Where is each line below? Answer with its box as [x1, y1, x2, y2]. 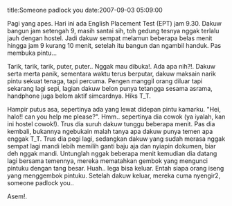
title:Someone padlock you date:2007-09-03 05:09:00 [7, 6, 163, 14]
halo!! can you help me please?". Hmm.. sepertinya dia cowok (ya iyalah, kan [7, 112, 226, 121]
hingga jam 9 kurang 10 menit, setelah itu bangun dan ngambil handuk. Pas [7, 42, 222, 49]
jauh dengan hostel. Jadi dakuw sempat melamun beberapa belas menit [7, 34, 213, 42]
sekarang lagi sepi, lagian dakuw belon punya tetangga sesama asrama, [7, 85, 213, 92]
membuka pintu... [7, 49, 57, 57]
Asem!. [7, 192, 28, 200]
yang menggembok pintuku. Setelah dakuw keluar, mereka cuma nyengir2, [7, 171, 221, 180]
